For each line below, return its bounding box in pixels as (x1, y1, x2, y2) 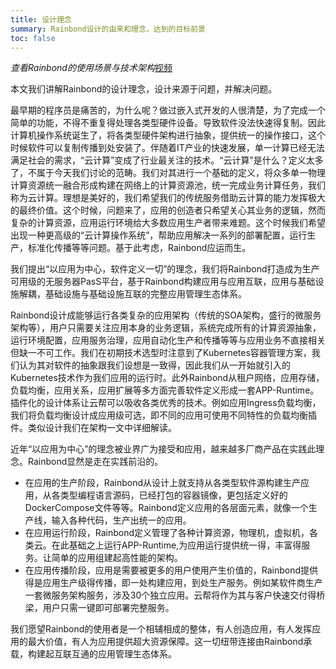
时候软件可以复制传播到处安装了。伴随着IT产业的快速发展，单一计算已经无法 (10, 142, 325, 154)
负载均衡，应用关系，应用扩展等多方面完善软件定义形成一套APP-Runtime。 (10, 384, 320, 396)
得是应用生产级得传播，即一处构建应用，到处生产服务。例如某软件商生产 (24, 577, 323, 589)
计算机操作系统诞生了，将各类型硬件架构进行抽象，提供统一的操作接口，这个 (10, 129, 326, 141)
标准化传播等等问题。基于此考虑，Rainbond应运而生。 (27, 242, 252, 254)
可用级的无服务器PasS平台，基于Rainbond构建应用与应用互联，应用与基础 (10, 276, 316, 288)
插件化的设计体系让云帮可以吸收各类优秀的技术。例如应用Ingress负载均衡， (10, 397, 322, 409)
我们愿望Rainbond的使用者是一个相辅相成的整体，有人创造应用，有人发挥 (10, 623, 313, 635)
